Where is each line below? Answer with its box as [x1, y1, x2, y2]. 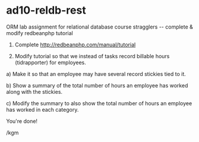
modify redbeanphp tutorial [6, 29, 73, 36]
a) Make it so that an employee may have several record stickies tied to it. [6, 70, 186, 77]
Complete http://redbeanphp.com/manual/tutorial [14, 41, 136, 48]
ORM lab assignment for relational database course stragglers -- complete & [6, 23, 193, 30]
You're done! [6, 117, 37, 125]
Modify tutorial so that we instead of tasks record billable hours [14, 52, 170, 59]
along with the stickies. [6, 88, 63, 95]
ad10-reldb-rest [6, 4, 86, 17]
